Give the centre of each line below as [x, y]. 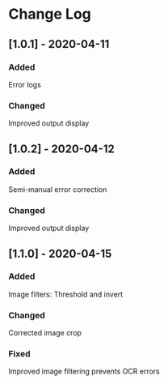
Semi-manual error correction [58, 189]
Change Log [50, 14]
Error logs [25, 84]
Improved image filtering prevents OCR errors [84, 371]
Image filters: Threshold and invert [66, 294]
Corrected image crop [45, 333]
